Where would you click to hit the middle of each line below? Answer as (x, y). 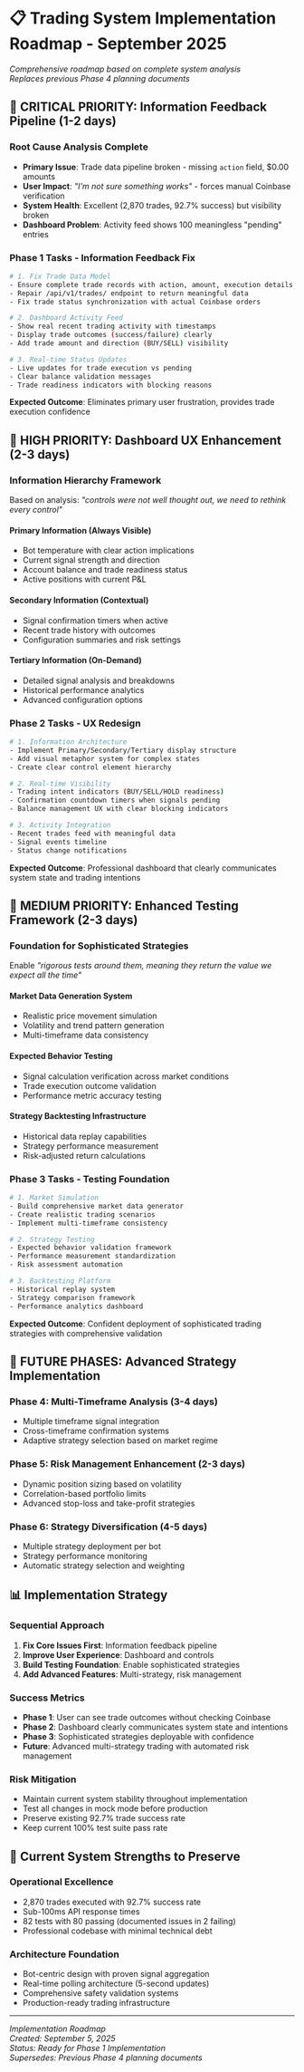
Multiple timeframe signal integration (91, 1421)
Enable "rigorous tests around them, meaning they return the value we (141, 966)
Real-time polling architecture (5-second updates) (116, 1984)
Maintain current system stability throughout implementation (135, 1799)
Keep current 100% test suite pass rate (95, 1828)
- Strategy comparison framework (72, 1297)
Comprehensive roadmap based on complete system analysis (125, 69)
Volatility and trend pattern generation (93, 1026)
